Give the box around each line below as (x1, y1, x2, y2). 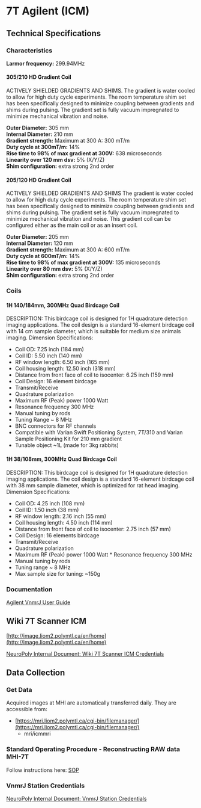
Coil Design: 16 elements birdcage (14, 531, 100, 539)
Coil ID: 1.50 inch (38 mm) (14, 506, 79, 513)
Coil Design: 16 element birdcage (14, 378, 97, 385)
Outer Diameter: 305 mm (6, 125, 69, 132)
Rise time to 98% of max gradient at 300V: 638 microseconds (6, 150, 162, 157)
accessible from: (6, 706, 48, 713)
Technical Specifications (6, 28, 101, 39)
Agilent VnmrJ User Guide (6, 599, 71, 606)
